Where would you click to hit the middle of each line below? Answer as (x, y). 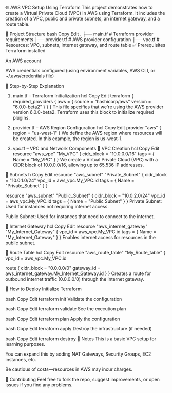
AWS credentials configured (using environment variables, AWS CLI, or (80, 71)
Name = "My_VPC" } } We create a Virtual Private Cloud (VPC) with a (85, 159)
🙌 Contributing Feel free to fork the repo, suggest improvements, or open (83, 379)
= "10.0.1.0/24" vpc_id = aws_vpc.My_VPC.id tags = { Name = (70, 180)
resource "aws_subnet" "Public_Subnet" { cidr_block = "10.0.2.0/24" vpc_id (85, 195)
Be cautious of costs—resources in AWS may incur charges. (69, 369)
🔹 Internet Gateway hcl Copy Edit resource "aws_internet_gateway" (77, 226)
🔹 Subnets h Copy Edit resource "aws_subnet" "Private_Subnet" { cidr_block (86, 175)
